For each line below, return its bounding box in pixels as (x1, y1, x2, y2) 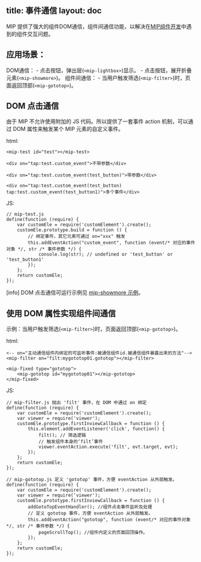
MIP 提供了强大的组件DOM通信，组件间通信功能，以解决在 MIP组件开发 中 (6, 23, 187, 30)
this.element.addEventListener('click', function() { (28, 426, 165, 432)
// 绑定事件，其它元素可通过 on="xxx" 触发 (28, 234, 125, 240)
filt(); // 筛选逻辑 (38, 432, 86, 438)
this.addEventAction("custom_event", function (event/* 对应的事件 (28, 240, 196, 246)
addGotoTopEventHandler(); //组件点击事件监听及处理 (28, 504, 152, 510)
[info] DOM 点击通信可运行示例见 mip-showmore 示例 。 (6, 289, 144, 296)
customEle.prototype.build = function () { (17, 227, 128, 233)
